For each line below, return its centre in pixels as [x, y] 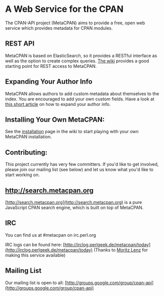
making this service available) [35, 255]
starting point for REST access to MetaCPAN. [51, 66]
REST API [20, 44]
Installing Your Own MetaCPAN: [55, 120]
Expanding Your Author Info [49, 82]
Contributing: [26, 152]
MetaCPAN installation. [28, 137]
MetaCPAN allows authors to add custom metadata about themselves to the [82, 94]
